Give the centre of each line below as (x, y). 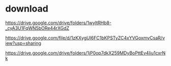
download (27, 9)
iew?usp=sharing (23, 43)
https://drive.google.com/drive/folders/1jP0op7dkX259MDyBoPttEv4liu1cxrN (85, 53)
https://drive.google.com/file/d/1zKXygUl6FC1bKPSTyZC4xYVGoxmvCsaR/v (85, 38)
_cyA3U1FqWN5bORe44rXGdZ (37, 28)
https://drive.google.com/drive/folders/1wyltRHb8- (59, 23)
